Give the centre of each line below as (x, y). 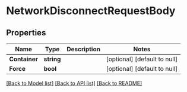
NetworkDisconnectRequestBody (91, 11)
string (52, 59)
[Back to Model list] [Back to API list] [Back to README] (74, 83)
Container (24, 59)
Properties (26, 33)
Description (84, 49)
